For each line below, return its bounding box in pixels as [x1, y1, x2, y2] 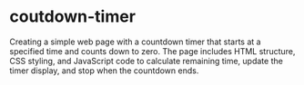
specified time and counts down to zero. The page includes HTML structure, [9, 45, 296, 56]
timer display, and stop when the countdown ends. [9, 65, 199, 76]
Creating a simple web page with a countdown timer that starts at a [9, 36, 261, 47]
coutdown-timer [9, 6, 137, 27]
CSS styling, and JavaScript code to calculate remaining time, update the [9, 55, 284, 66]
